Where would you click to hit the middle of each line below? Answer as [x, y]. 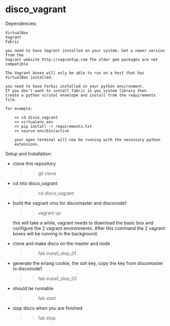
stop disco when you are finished [48, 308]
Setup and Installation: [29, 153]
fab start [47, 298]
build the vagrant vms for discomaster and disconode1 [69, 203]
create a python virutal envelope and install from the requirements [81, 95]
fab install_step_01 [57, 253]
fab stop [47, 318]
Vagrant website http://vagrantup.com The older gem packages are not [82, 60]
